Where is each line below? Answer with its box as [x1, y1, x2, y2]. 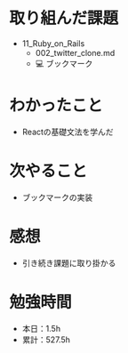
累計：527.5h [21, 334, 71, 345]
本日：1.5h [21, 323, 60, 333]
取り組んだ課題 [9, 8, 119, 28]
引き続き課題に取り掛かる [21, 257, 116, 268]
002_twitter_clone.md [35, 47, 116, 58]
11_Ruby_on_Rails [21, 37, 85, 49]
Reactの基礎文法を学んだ [21, 126, 114, 137]
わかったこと [9, 95, 104, 116]
